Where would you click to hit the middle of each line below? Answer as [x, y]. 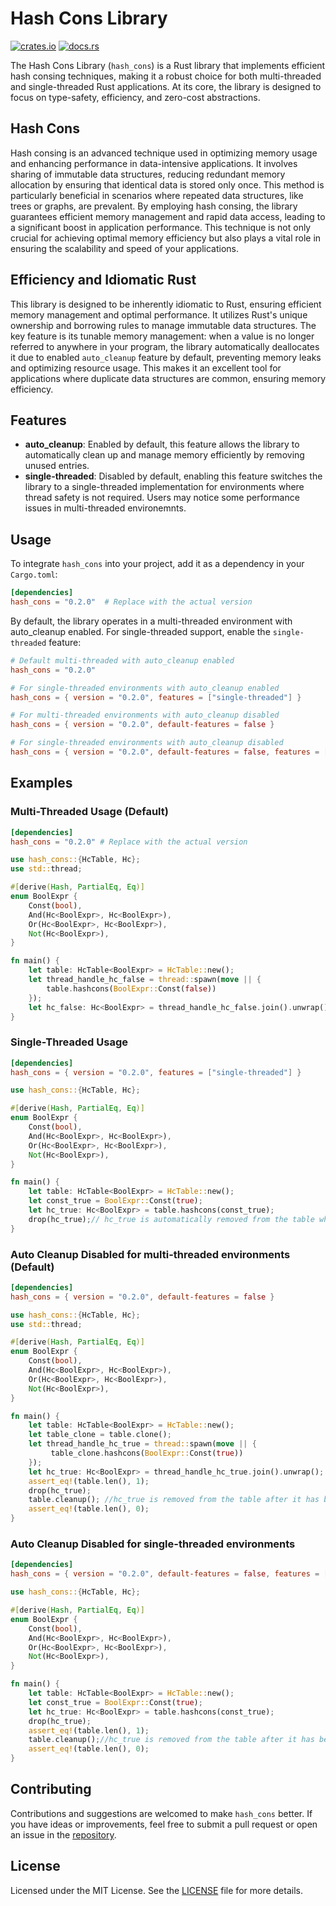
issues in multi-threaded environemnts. [105, 508]
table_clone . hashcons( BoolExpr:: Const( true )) [147, 1453]
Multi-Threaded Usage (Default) [89, 812]
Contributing [51, 1789]
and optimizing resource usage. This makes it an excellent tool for [146, 368]
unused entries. [57, 466]
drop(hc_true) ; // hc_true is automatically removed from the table [171, 1219]
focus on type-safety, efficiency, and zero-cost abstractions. [135, 97]
